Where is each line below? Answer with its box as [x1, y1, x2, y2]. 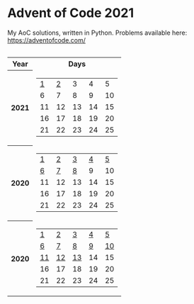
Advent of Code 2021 [7, 5, 135, 21]
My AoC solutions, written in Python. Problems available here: [7, 28, 188, 37]
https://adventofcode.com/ [7, 35, 86, 44]
